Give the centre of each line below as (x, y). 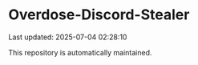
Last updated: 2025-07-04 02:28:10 (68, 37)
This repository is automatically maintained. (80, 52)
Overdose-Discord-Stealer (99, 15)
